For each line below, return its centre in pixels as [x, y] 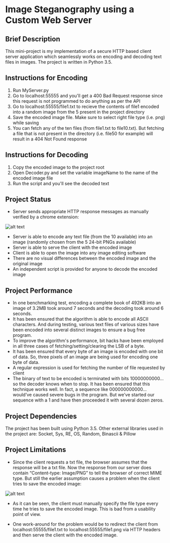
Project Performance [39, 290]
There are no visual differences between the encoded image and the [84, 259]
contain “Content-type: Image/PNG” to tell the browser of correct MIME [87, 473]
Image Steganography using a [70, 9]
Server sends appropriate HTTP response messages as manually [80, 212]
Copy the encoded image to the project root [58, 167]
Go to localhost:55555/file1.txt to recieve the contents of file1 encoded [86, 106]
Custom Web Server [49, 20]
